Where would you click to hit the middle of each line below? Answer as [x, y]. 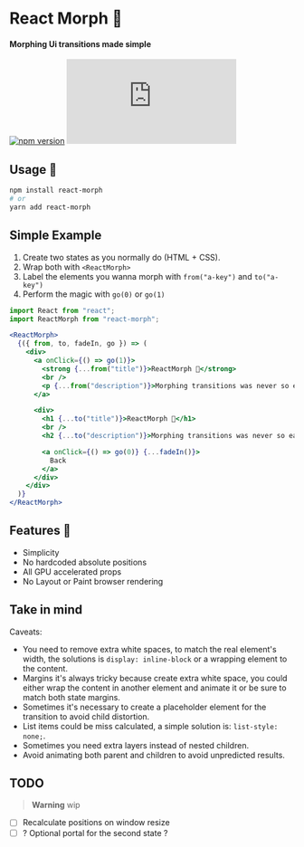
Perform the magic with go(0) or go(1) [94, 294]
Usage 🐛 [33, 170]
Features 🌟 [40, 531]
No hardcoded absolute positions [85, 562]
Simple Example [56, 236]
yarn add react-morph [50, 207]
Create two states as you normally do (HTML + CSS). [121, 257]
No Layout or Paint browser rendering [93, 581]
